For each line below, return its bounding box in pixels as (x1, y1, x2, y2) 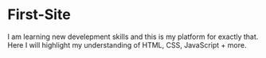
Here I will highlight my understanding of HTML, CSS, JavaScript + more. (7, 40, 247, 49)
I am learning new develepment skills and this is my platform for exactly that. (7, 32, 259, 41)
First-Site (7, 6, 71, 24)
